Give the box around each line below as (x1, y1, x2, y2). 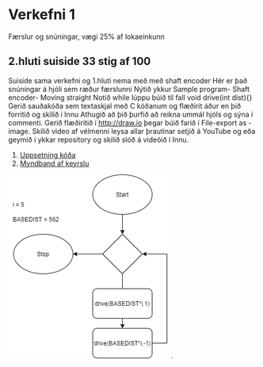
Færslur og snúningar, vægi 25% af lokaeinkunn (8, 32, 165, 41)
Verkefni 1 (8, 6, 75, 24)
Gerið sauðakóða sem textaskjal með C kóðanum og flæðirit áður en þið (8, 101, 242, 110)
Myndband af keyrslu (19, 159, 90, 168)
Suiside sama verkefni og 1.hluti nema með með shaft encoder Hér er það (8, 75, 248, 85)
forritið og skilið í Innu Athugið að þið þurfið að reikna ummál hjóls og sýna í (8, 109, 253, 119)
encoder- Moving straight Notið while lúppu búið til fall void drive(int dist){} (8, 93, 253, 102)
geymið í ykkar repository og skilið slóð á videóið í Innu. (8, 135, 189, 144)
